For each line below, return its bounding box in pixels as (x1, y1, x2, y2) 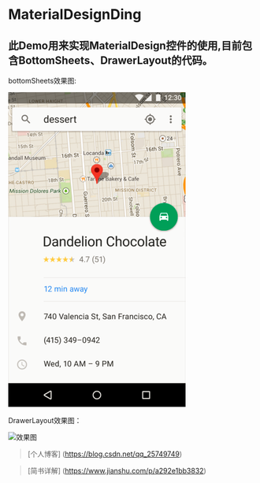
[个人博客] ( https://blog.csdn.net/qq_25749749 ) (27, 449, 183, 459)
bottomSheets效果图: (8, 76, 77, 85)
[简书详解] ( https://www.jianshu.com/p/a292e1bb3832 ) (27, 466, 206, 475)
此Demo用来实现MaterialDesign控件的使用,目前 (8, 39, 243, 52)
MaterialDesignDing (8, 6, 142, 24)
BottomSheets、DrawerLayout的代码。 (18, 54, 214, 67)
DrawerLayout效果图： (8, 416, 82, 425)
